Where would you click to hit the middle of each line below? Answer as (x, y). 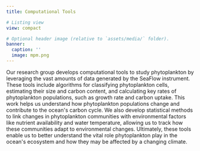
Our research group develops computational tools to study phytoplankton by (100, 72)
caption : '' (27, 50)
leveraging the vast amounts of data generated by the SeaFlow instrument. (98, 78)
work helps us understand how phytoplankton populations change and (93, 103)
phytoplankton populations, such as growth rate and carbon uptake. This (96, 97)
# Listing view (25, 22)
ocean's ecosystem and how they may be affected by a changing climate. (97, 141)
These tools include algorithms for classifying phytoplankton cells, (88, 84)
